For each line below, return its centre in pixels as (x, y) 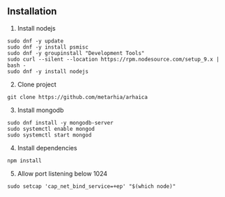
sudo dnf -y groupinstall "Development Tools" (76, 53)
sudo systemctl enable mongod (51, 129)
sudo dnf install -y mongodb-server (60, 123)
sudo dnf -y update (36, 41)
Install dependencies (47, 148)
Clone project (37, 84)
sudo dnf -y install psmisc (48, 47)
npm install (24, 160)
